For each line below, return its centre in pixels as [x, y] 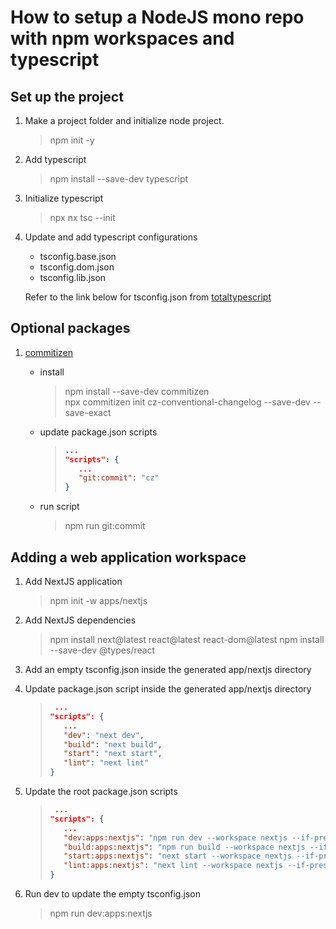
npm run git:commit [105, 526]
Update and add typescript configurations [111, 237]
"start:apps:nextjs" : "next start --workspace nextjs [178, 856]
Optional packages [70, 328]
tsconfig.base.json [78, 256]
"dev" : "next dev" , [104, 735]
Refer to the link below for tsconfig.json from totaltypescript [148, 297]
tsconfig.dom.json [77, 267]
